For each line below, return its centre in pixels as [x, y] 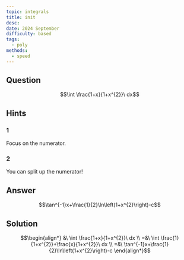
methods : [17, 51]
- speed [21, 56]
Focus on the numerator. [36, 143]
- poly [20, 45]
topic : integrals [28, 12]
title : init [21, 17]
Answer [21, 191]
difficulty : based [29, 34]
